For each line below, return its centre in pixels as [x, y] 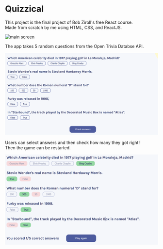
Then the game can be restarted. [38, 148]
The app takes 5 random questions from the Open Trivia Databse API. [74, 46]
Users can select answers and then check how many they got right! [72, 143]
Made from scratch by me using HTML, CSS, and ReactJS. [64, 27]
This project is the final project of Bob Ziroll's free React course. [69, 22]
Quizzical [24, 9]
